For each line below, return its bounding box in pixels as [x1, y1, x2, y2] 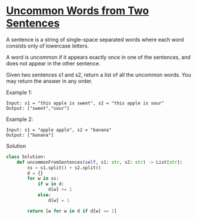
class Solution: [6, 154, 46, 160]
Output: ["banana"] [6, 132, 54, 138]
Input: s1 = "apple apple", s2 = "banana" [6, 127, 112, 133]
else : [37, 192, 51, 198]
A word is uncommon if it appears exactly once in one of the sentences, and [6, 53, 191, 60]
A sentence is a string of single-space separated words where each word [6, 36, 184, 43]
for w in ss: [27, 176, 59, 181]
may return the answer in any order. [6, 78, 93, 85]
